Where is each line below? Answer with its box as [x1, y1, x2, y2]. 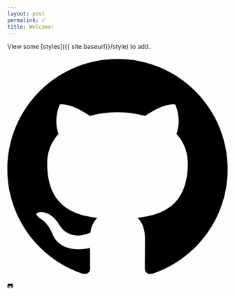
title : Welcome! [7, 23, 55, 30]
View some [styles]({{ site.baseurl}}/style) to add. [7, 43, 150, 51]
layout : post [7, 10, 45, 17]
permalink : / [7, 17, 45, 24]
